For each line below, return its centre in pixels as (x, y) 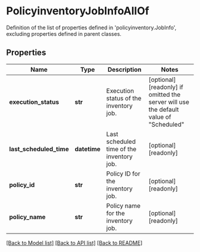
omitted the (165, 94)
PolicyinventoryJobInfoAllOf (78, 11)
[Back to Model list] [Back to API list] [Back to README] (74, 242)
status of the (124, 98)
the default (164, 109)
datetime (88, 149)
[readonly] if (166, 87)
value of (160, 116)
